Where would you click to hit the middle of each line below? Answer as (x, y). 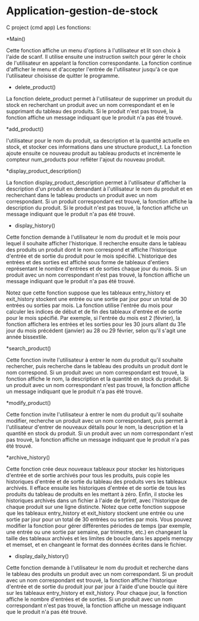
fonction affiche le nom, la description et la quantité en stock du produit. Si (97, 379)
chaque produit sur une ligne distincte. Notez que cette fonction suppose (96, 506)
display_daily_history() (42, 556)
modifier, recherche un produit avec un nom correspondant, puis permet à (97, 420)
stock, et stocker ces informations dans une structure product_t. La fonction (99, 147)
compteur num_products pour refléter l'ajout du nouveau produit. (86, 159)
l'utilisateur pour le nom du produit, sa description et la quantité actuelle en (98, 140)
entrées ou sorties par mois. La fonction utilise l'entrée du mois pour (90, 305)
